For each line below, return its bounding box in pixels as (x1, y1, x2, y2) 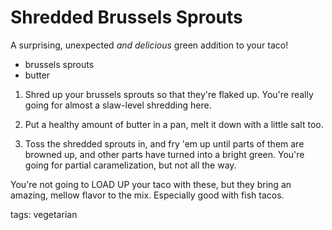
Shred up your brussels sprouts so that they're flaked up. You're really (24, 88, 314, 100)
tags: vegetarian (10, 208, 78, 220)
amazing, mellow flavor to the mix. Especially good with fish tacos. (10, 189, 285, 201)
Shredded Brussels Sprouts (10, 6, 243, 29)
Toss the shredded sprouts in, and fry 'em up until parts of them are (24, 137, 305, 150)
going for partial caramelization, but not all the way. (24, 159, 237, 171)
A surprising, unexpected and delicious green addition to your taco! (10, 39, 289, 51)
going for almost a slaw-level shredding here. (24, 99, 212, 111)
